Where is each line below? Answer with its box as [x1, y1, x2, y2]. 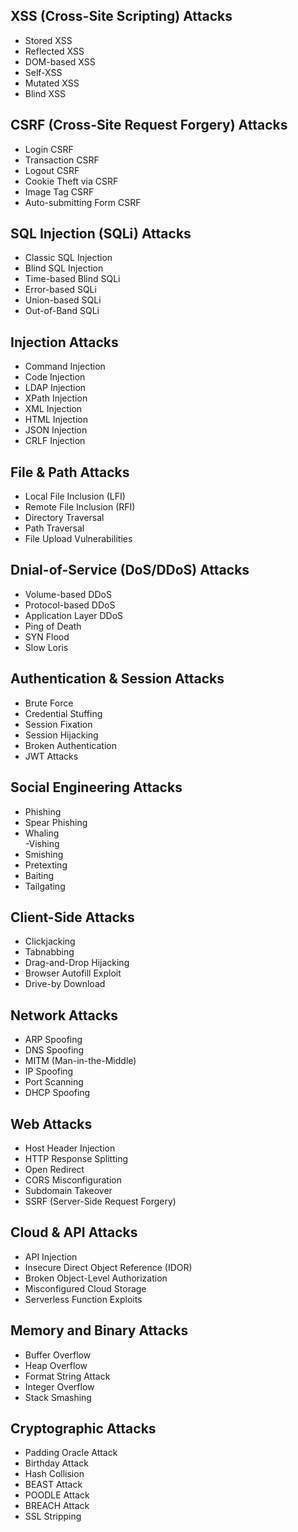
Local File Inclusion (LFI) [24, 490, 126, 503]
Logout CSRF [24, 164, 80, 176]
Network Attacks [10, 1007, 118, 1024]
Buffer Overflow [24, 1349, 92, 1361]
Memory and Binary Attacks [10, 1322, 189, 1339]
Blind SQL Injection [24, 262, 104, 274]
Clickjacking [24, 935, 76, 948]
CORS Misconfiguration [24, 1174, 122, 1186]
